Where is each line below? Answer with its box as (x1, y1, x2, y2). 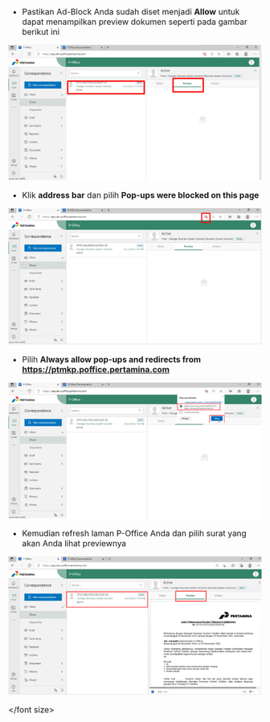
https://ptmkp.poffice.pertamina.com (22, 364, 170, 375)
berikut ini (22, 27, 60, 37)
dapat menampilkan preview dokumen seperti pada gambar (22, 16, 247, 27)
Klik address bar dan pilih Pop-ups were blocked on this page (22, 190, 260, 201)
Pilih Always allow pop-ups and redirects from (22, 354, 202, 365)
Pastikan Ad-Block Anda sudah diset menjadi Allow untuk (22, 6, 240, 17)
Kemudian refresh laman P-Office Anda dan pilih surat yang (22, 527, 247, 539)
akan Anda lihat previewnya (22, 537, 127, 548)
